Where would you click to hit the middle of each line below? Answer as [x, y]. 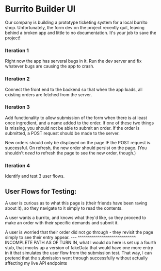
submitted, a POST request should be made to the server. [62, 133]
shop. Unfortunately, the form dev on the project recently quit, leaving [75, 27]
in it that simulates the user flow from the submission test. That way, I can [79, 253]
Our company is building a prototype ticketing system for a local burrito [76, 22]
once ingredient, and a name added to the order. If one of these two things [80, 123]
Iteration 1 [17, 51]
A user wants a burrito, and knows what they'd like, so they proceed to [76, 218]
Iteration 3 [17, 107]
